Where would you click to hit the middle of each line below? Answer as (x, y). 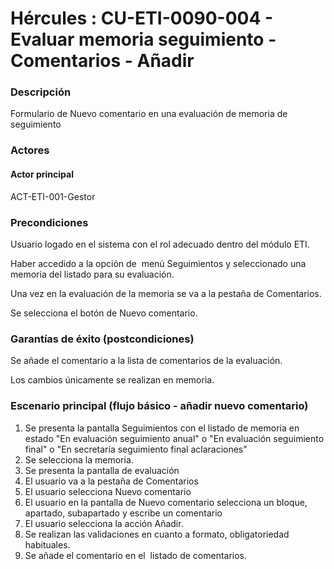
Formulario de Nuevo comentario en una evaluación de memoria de (149, 114)
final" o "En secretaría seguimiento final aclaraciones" (136, 449)
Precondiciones (49, 222)
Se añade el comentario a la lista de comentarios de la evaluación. (146, 361)
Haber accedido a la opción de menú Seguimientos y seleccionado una (158, 263)
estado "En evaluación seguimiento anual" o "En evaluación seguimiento (174, 438)
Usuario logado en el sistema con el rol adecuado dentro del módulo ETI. (160, 244)
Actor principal (42, 174)
